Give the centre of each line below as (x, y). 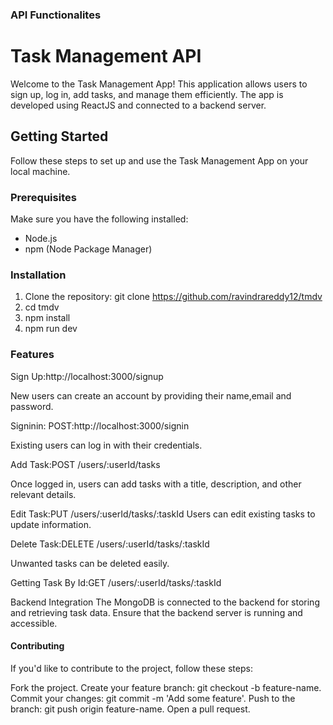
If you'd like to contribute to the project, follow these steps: (131, 668)
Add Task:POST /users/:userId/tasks (85, 464)
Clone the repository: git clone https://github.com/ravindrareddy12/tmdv (173, 297)
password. (32, 406)
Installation (38, 275)
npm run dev (51, 329)
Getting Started (59, 136)
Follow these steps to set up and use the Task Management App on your (159, 160)
